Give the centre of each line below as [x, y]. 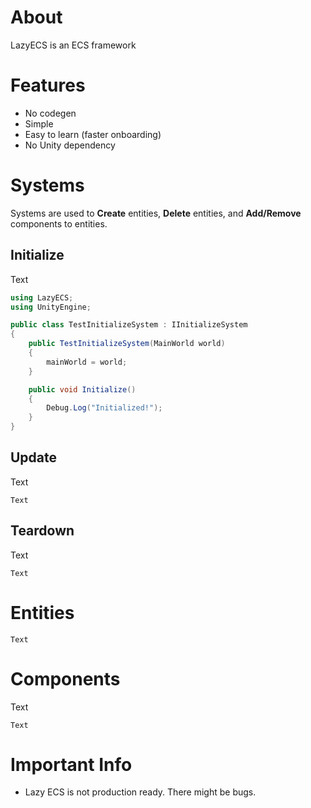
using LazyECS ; [42, 297]
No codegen [50, 113]
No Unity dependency [70, 145]
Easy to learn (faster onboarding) [93, 134]
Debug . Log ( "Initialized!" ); [104, 408]
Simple [39, 123]
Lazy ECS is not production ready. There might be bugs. [140, 792]
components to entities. [59, 223]
